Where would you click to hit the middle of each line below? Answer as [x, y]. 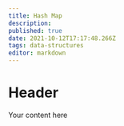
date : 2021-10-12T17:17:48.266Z [62, 38]
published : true [35, 30]
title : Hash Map [35, 16]
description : [30, 23]
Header [33, 93]
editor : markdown [37, 53]
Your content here [38, 115]
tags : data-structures [46, 46]
